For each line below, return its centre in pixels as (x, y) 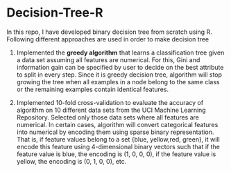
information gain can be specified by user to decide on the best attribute (120, 67)
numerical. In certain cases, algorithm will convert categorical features (117, 124)
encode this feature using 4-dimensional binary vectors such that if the (118, 146)
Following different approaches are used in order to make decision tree (108, 39)
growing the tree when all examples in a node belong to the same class (118, 82)
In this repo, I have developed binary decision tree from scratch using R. (109, 32)
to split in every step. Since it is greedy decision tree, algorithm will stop (119, 75)
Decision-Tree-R (55, 13)
